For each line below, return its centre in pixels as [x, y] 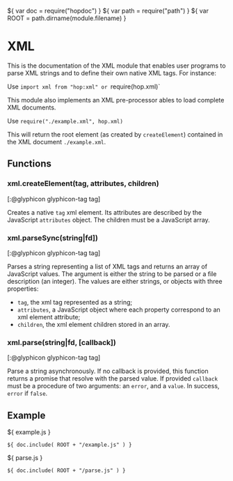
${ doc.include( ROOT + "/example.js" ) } [70, 445]
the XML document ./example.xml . [57, 142]
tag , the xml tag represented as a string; [75, 302]
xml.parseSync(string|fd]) [53, 238]
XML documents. [32, 107]
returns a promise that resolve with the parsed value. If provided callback [112, 379]
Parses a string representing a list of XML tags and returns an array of [107, 266]
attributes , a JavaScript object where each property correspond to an [119, 310]
